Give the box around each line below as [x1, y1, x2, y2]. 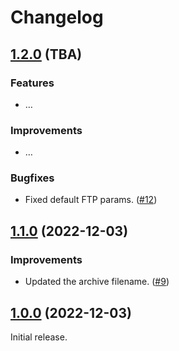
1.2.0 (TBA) [10, 46, 83, 63]
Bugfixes [10, 171, 55, 185]
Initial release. [10, 331, 68, 343]
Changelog [10, 6, 104, 29]
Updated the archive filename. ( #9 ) [24, 276, 170, 288]
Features [10, 76, 55, 90]
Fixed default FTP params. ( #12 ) [24, 194, 158, 206]
